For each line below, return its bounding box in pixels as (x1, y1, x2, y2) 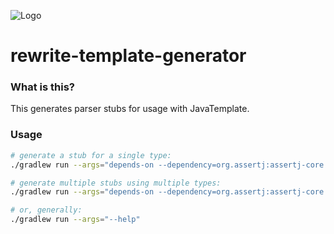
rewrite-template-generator (10, 45, 247, 67)
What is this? (10, 80, 75, 94)
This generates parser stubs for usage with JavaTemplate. (10, 103, 250, 115)
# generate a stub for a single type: (10, 150, 172, 160)
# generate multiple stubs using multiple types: (10, 178, 222, 188)
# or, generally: (10, 205, 83, 215)
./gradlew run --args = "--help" (10, 215, 141, 225)
